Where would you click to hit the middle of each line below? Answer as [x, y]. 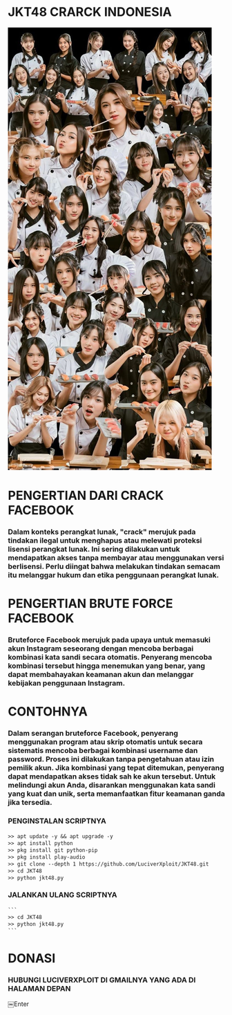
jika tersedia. [30, 803]
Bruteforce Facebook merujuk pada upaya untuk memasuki [109, 640]
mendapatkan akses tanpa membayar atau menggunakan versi [116, 558]
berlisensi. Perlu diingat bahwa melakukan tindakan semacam [114, 566]
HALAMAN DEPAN [39, 988]
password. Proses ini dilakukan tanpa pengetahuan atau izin [111, 759]
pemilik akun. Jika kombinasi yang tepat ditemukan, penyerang [116, 768]
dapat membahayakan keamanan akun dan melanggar [101, 675]
